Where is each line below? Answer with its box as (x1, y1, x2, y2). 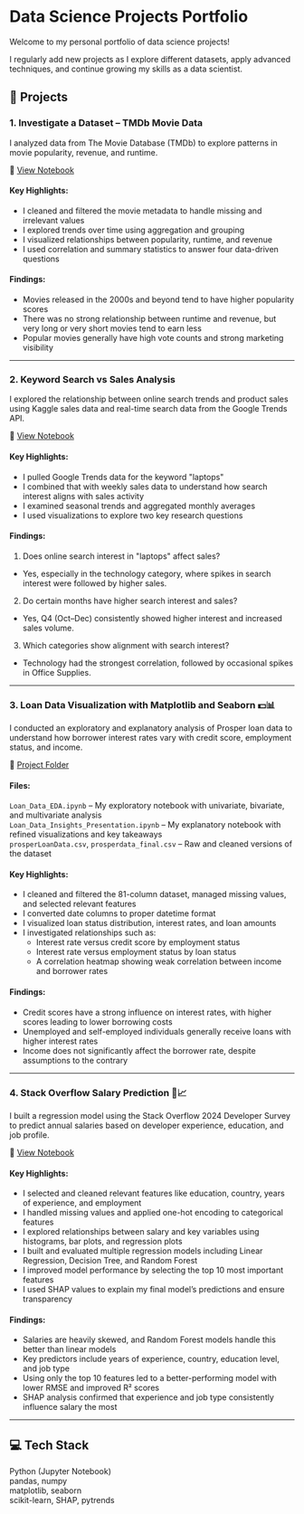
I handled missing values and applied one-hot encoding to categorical (22, 1207, 283, 1218)
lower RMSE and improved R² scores (22, 1382, 160, 1394)
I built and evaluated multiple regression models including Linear (22, 1245, 263, 1256)
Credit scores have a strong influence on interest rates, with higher (22, 1007, 272, 1017)
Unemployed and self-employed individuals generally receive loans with (22, 1026, 291, 1036)
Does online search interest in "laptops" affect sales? (22, 550, 221, 562)
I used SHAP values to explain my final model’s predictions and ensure (22, 1284, 285, 1295)
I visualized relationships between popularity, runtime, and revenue (22, 233, 273, 245)
